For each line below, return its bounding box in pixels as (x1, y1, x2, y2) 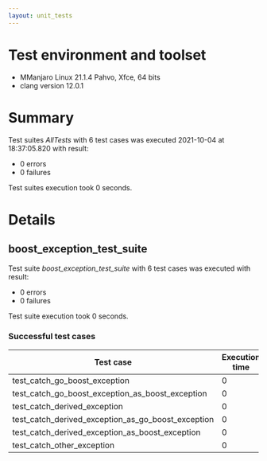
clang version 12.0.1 (19, 80, 84, 90)
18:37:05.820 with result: (8, 143, 89, 153)
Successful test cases (8, 331, 96, 342)
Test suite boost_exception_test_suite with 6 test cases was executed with (8, 264, 251, 273)
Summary (8, 108, 74, 127)
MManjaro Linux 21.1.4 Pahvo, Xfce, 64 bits (19, 72, 161, 82)
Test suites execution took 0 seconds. (8, 182, 133, 192)
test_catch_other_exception (12, 440, 115, 451)
